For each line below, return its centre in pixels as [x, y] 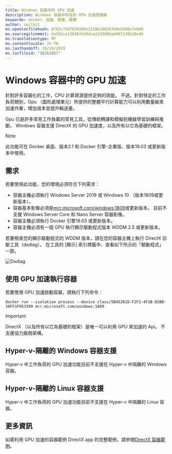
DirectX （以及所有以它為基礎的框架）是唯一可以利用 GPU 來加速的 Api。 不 [85, 327]
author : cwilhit [23, 24]
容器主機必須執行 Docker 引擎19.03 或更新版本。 [64, 221]
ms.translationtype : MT [31, 39]
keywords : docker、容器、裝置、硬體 [41, 20]
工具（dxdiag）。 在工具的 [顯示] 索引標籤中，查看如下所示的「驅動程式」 [87, 245]
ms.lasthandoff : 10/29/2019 [35, 48]
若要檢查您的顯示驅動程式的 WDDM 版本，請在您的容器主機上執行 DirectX [83, 238]
